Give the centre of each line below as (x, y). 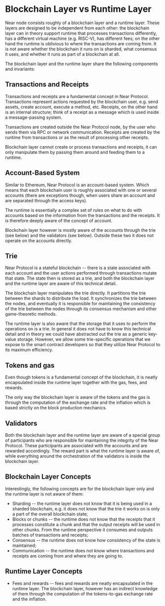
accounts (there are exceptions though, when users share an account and (80, 195)
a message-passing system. (34, 117)
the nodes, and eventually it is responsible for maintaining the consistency (80, 304)
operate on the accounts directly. (39, 241)
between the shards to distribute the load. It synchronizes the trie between (81, 298)
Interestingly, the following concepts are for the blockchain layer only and (80, 489)
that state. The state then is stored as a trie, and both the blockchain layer (80, 278)
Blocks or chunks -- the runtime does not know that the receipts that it (83, 519)
